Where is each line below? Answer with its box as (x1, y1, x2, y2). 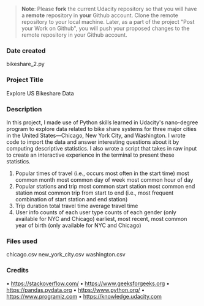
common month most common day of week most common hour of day (15, 176, 194, 183)
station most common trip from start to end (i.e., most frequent (15, 189, 174, 196)
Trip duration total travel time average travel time (15, 202, 138, 209)
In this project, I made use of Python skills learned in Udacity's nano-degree (6, 119, 198, 126)
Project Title (6, 76, 44, 84)
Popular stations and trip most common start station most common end (15, 182, 195, 190)
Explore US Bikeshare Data (6, 89, 75, 97)
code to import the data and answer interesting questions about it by (6, 138, 179, 146)
